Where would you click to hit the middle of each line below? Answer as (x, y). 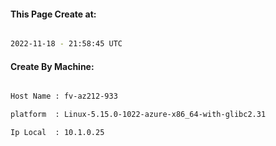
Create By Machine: (52, 66)
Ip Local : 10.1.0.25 (57, 133)
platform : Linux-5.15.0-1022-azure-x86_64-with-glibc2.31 (138, 115)
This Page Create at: (53, 14)
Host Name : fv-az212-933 (64, 96)
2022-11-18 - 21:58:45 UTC (66, 44)
